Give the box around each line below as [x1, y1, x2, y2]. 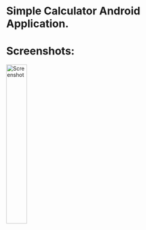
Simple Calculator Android [6, 4, 141, 18]
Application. [6, 17, 69, 31]
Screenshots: [6, 44, 75, 58]
